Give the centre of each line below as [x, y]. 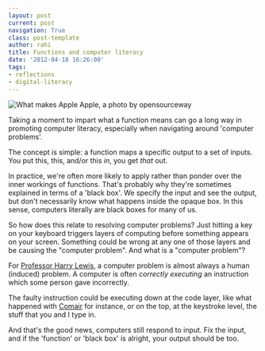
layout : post [30, 15]
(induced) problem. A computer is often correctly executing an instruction [129, 273]
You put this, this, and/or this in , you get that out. [88, 160]
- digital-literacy [40, 82]
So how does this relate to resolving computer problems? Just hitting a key [130, 225]
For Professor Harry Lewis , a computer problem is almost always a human [129, 265]
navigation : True [37, 30]
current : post [32, 23]
